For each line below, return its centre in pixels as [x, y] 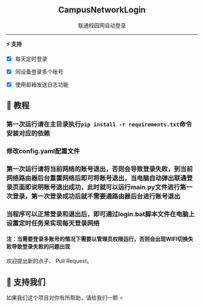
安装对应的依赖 [28, 133]
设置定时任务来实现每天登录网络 [53, 223]
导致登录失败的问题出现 [41, 246]
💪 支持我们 [26, 282]
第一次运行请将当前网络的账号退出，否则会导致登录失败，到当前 [100, 169]
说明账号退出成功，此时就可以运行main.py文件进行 [106, 187]
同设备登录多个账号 [39, 72]
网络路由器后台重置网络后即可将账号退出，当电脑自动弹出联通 [97, 178]
